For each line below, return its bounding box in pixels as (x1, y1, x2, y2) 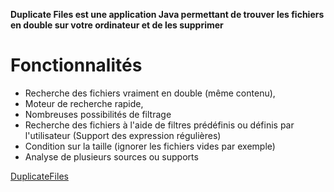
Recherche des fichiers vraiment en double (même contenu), (24, 87, 276, 99)
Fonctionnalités (10, 54, 143, 77)
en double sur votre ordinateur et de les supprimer (10, 19, 224, 31)
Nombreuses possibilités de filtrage (24, 108, 172, 120)
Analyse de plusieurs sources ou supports (24, 150, 199, 163)
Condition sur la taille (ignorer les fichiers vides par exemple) (24, 140, 276, 152)
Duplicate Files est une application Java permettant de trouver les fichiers (10, 9, 325, 20)
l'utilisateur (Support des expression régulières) (24, 129, 222, 141)
